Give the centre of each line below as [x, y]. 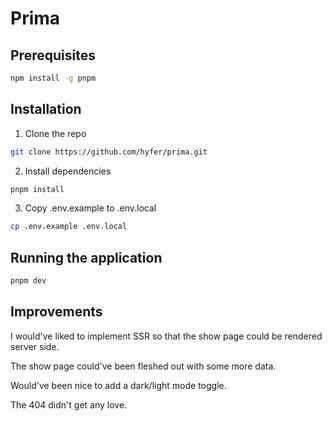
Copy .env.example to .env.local [90, 208]
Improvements [56, 312]
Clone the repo [55, 133]
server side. [35, 346]
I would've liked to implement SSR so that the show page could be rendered [166, 336]
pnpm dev [28, 281]
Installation [46, 109]
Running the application [86, 257]
